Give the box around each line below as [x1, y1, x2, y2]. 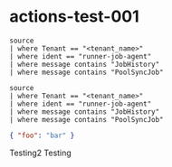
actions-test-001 [9, 6, 140, 27]
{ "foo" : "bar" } [9, 131, 75, 140]
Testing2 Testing [9, 147, 72, 158]
